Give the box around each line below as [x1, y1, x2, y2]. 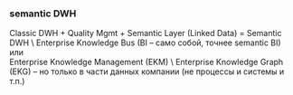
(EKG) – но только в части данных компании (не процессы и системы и [9, 66, 285, 77]
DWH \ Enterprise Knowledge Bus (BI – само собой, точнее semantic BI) [9, 37, 282, 48]
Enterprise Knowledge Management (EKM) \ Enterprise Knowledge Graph [9, 57, 284, 68]
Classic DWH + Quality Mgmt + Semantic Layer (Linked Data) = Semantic [9, 28, 282, 39]
